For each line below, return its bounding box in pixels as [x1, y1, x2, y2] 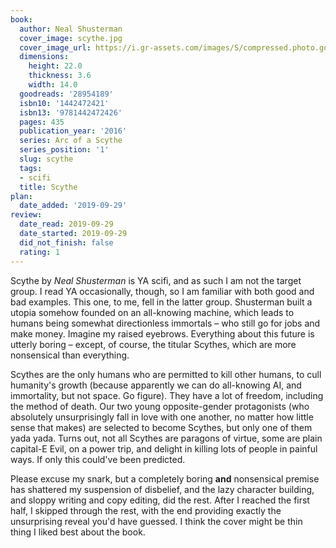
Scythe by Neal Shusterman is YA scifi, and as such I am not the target [10, 274, 302, 286]
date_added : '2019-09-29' [19, 201, 128, 211]
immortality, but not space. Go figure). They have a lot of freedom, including [10, 389, 324, 401]
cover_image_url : [19, 42, 92, 53]
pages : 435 [19, 117, 65, 127]
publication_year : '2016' [19, 126, 128, 136]
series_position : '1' [19, 145, 110, 155]
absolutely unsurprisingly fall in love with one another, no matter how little [10, 411, 314, 423]
